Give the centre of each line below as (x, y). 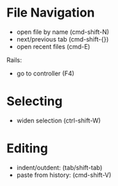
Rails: (14, 59)
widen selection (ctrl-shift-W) (59, 120)
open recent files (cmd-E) (53, 46)
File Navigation (51, 13)
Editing (27, 148)
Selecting (35, 101)
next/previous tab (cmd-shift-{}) (62, 39)
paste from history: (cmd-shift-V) (64, 175)
